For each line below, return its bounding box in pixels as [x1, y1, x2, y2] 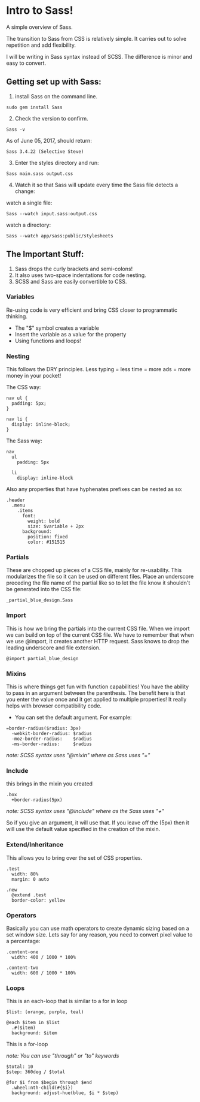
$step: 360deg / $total [6, 1069, 66, 1075]
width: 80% [11, 871, 39, 877]
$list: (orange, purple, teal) [6, 1009, 84, 1015]
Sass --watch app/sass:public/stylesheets [6, 233, 113, 239]
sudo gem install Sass [6, 104, 63, 110]
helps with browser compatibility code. [6, 702, 102, 709]
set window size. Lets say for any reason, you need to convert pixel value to [6, 931, 193, 938]
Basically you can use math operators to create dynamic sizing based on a [6, 925, 189, 932]
